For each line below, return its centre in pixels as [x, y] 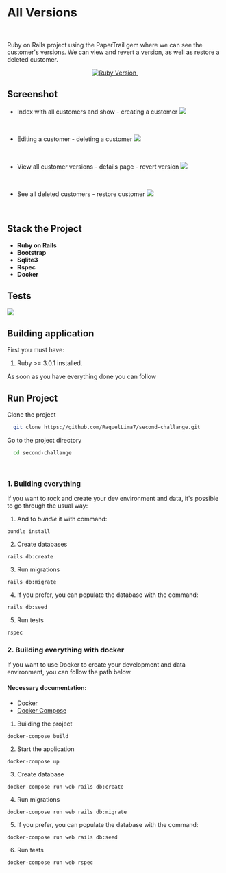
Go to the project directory [45, 440]
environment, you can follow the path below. [70, 672]
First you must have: [36, 350]
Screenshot [33, 94]
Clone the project [32, 415]
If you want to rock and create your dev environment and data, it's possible [113, 499]
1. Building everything [44, 483]
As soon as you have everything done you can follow [81, 377]
